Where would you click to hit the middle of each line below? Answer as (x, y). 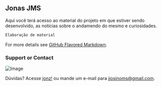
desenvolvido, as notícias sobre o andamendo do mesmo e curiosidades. (81, 26)
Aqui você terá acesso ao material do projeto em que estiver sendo (75, 20)
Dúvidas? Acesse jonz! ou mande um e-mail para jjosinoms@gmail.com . (80, 78)
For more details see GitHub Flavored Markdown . (56, 44)
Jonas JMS (23, 8)
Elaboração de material (30, 35)
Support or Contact (30, 57)
